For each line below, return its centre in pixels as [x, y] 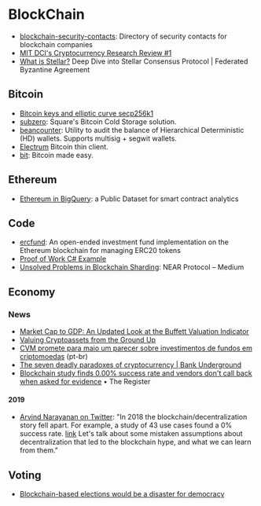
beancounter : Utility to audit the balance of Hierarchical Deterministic [132, 130]
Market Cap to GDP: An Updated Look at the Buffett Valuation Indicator [134, 332]
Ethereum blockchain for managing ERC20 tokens [100, 251]
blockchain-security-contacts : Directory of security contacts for [123, 36]
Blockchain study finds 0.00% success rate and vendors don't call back [136, 373]
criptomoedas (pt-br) [53, 357]
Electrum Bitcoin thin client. [64, 146]
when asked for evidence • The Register [85, 382]
